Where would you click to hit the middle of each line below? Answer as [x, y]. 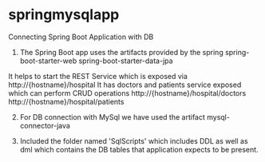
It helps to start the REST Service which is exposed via [98, 76]
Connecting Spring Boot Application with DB [81, 37]
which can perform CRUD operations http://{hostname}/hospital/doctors [127, 93]
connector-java [45, 125]
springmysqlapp [64, 15]
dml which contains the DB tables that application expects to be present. [139, 149]
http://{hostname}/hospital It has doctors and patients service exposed [125, 85]
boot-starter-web [48, 61]
